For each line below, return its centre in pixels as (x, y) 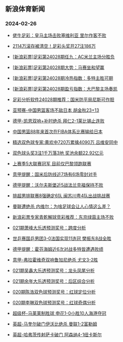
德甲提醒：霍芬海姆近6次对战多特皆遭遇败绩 (58, 249)
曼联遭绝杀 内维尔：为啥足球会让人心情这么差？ (61, 206)
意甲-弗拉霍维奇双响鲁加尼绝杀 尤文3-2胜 (55, 260)
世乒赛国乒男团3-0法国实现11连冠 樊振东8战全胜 (62, 238)
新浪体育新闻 (25, 9)
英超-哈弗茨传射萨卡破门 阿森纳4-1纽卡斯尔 (57, 334)
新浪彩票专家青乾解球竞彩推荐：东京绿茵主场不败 (63, 217)
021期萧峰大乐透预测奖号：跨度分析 (49, 227)
